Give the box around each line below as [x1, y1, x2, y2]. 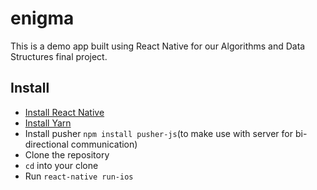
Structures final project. [10, 50, 108, 62]
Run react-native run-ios [24, 170, 134, 182]
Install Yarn [24, 117, 72, 129]
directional [24, 138, 69, 150]
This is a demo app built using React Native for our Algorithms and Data [10, 40, 306, 52]
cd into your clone [24, 159, 99, 171]
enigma [10, 7, 75, 30]
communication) [70, 138, 138, 150]
